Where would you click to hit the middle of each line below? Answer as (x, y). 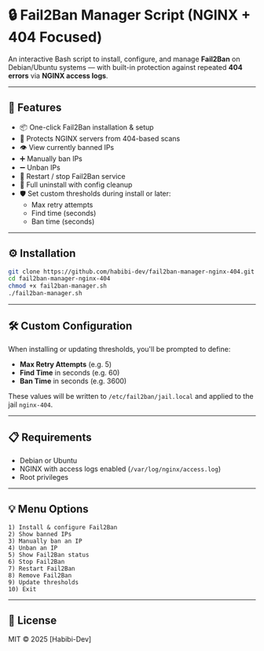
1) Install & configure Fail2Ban (63, 527)
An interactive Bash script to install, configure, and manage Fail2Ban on (125, 59)
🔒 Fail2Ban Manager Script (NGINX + (130, 15)
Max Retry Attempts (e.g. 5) (66, 364)
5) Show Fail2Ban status (49, 554)
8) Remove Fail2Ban (40, 575)
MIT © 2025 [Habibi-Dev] (50, 639)
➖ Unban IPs (40, 167)
